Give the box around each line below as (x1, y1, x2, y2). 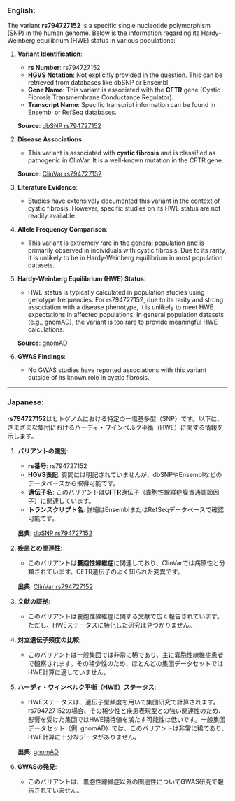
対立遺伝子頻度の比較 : (17, 635, 81, 644)
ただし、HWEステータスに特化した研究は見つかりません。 (27, 621, 196, 629)
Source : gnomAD (17, 339, 68, 348)
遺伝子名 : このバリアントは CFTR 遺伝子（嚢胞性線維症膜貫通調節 (27, 488, 213, 496)
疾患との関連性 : (17, 544, 63, 552)
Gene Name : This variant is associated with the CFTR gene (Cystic (27, 86, 221, 94)
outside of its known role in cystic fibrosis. (27, 374, 150, 382)
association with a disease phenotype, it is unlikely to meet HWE (27, 303, 214, 311)
